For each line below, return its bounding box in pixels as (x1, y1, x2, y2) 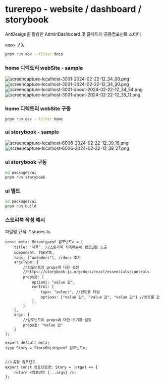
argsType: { (14, 260, 39, 265)
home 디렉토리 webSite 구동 (5, 105, 71, 112)
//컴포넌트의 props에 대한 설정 (23, 265, 79, 270)
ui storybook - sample (5, 128, 59, 135)
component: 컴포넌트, (14, 250, 55, 255)
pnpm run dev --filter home (5, 117, 63, 122)
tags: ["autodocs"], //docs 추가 (14, 255, 81, 260)
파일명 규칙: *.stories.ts (5, 228, 51, 234)
